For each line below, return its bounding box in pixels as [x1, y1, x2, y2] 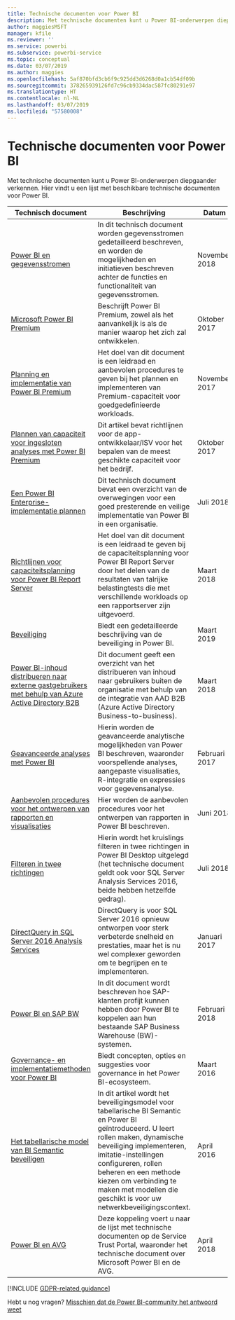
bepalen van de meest [97, 446, 171, 456]
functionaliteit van [97, 281, 157, 291]
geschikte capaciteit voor [97, 455, 181, 465]
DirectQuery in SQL [10, 927, 75, 937]
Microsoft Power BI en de [97, 1257, 180, 1267]
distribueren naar [10, 671, 68, 681]
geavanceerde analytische [97, 731, 185, 741]
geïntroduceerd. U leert [97, 1123, 175, 1133]
